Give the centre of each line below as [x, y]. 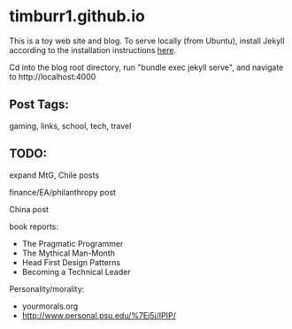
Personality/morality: [47, 288]
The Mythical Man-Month [68, 253]
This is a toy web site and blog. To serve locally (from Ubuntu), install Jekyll [147, 41]
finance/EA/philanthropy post [63, 192]
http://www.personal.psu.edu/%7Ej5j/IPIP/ [99, 315]
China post [29, 209]
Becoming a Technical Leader [76, 272]
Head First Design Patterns [71, 262]
